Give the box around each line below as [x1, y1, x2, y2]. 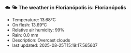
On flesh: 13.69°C [12, 22, 47, 28]
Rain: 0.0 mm [12, 32, 39, 38]
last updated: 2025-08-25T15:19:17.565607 [12, 42, 98, 48]
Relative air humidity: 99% [12, 27, 65, 33]
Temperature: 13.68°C [12, 17, 56, 23]
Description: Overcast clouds [12, 38, 70, 43]
